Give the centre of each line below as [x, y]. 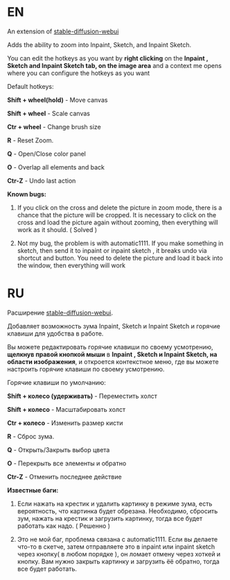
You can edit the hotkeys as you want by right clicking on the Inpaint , [108, 58]
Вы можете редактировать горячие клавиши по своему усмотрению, [110, 347]
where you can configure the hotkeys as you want [79, 73]
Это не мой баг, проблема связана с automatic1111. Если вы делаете [117, 539]
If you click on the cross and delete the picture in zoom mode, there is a [120, 207]
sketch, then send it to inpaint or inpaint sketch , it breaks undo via [112, 250]
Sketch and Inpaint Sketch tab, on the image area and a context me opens [114, 65]
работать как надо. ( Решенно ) [64, 526]
